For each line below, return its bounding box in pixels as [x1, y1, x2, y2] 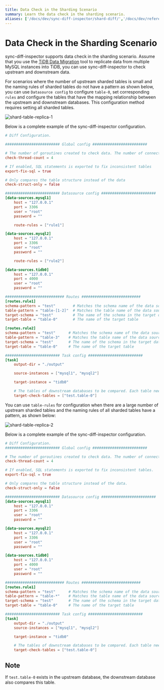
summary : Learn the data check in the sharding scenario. [5, 12, 125, 17]
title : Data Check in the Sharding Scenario [5, 7, 97, 12]
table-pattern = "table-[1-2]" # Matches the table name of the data [5, 308, 152, 313]
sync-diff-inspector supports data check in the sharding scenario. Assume [5, 53, 155, 59]
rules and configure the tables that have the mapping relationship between [5, 94, 156, 100]
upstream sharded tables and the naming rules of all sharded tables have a [5, 407, 155, 413]
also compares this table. [5, 679, 56, 685]
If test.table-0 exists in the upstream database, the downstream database [5, 674, 156, 680]
